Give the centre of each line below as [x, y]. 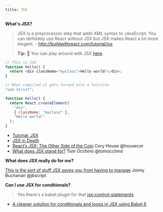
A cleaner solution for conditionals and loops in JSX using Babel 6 [79, 204]
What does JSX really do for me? [40, 160]
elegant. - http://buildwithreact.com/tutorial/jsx [65, 44]
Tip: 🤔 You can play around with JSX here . [60, 53]
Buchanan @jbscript [26, 175]
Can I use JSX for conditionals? [38, 185]
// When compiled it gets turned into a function [57, 85]
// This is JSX [21, 62]
